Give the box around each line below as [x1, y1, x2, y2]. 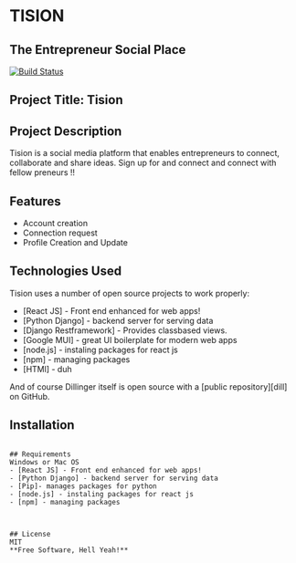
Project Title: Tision [9, 92, 123, 108]
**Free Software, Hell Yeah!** [9, 545, 129, 555]
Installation [9, 417, 75, 433]
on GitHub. [9, 391, 50, 401]
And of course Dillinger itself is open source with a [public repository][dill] [9, 381, 288, 392]
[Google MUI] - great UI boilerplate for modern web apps [22, 334, 238, 345]
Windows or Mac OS [9, 457, 79, 466]
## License [9, 529, 51, 538]
